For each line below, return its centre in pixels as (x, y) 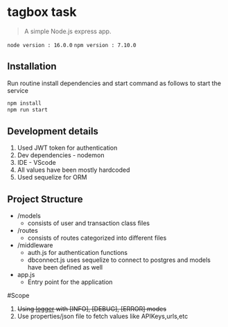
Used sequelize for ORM (52, 177)
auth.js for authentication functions (78, 253)
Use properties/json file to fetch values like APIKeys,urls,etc (103, 317)
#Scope (18, 296)
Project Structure (45, 199)
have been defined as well (65, 267)
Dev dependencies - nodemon (61, 155)
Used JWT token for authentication (67, 148)
